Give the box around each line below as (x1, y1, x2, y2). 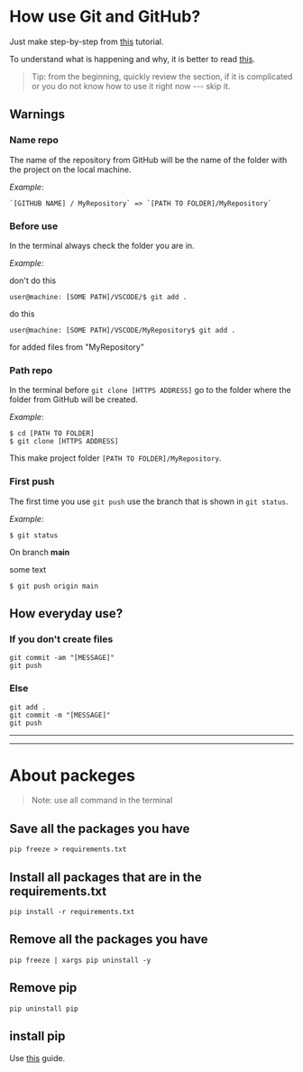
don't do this (9, 275, 57, 286)
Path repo (9, 363, 53, 376)
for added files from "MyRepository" (9, 341, 144, 353)
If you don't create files (9, 633, 114, 646)
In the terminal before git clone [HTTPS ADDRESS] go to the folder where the (9, 385, 291, 396)
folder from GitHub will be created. (9, 394, 138, 405)
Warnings (9, 106, 66, 123)
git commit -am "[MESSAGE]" (9, 654, 115, 663)
